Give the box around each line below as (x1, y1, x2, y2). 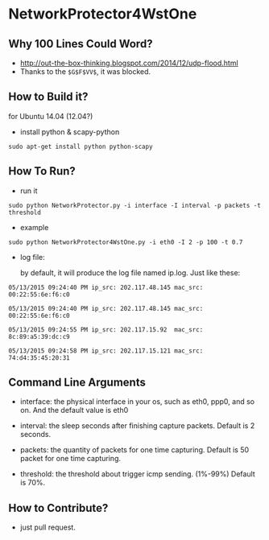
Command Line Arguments (8, 376, 147, 390)
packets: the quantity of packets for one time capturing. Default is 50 (19, 445, 250, 455)
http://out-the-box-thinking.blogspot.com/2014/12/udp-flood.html (19, 58, 239, 68)
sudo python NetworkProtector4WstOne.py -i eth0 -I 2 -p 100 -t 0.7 (8, 238, 243, 246)
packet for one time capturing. (19, 454, 122, 464)
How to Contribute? (8, 501, 109, 515)
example (19, 222, 49, 232)
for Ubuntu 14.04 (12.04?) (8, 111, 93, 121)
